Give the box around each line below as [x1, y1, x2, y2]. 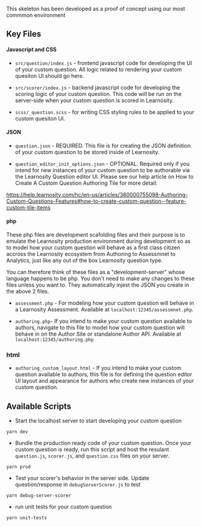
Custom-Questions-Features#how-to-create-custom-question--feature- [6, 197, 187, 205]
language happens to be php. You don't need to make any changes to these [6, 275, 195, 282]
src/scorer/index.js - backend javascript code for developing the [14, 84, 180, 91]
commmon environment [6, 11, 66, 19]
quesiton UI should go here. [14, 72, 85, 79]
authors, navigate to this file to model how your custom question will [14, 324, 185, 331]
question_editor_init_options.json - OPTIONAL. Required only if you [14, 160, 190, 167]
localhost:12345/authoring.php [14, 337, 94, 343]
